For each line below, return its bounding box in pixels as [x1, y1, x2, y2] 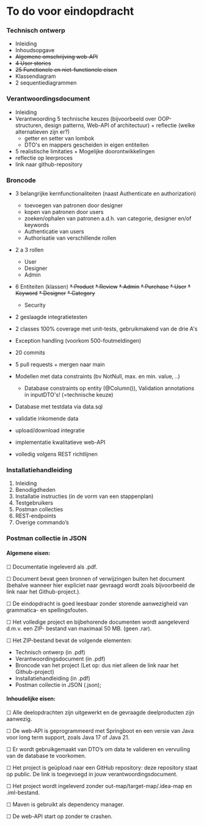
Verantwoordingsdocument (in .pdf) [15, 655, 106, 662]
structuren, [15, 121, 43, 129]
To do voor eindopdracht [6, 4, 134, 18]
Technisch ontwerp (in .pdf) [15, 648, 86, 656]
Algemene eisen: [6, 549, 51, 556]
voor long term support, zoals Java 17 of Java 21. [6, 733, 130, 741]
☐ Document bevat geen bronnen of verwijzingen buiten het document [6, 575, 185, 582]
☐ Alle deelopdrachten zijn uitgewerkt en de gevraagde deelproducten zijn [6, 708, 194, 716]
